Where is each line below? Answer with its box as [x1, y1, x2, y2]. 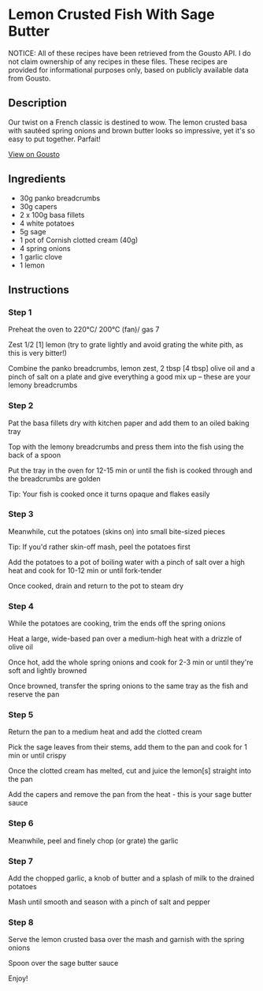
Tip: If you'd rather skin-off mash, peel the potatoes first [8, 542, 191, 552]
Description [8, 96, 67, 110]
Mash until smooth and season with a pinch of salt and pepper [8, 897, 211, 907]
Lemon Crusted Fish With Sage [8, 6, 215, 24]
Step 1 [8, 306, 32, 317]
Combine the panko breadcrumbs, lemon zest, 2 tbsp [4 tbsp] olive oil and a [8, 364, 256, 373]
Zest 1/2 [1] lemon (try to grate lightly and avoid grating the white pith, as [8, 340, 244, 350]
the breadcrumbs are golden [8, 473, 101, 483]
